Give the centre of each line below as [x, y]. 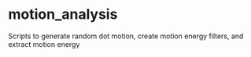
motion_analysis [63, 14]
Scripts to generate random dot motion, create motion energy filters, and [126, 36]
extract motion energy [44, 44]
